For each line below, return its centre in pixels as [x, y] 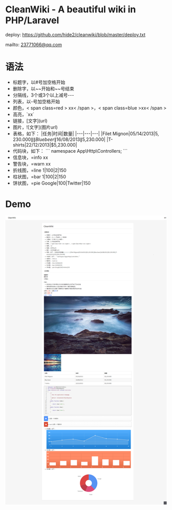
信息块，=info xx [30, 157]
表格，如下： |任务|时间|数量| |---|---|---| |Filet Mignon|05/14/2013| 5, [86, 133]
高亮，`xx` [24, 114]
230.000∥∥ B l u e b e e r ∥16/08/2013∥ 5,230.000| [59, 139]
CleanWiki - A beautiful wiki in [71, 10]
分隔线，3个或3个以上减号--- [43, 95]
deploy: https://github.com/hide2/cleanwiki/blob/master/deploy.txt [76, 34]
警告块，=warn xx [32, 163]
